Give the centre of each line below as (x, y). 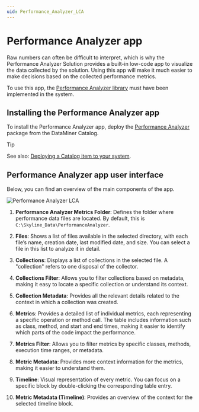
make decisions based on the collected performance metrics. (81, 76)
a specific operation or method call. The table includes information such (103, 320)
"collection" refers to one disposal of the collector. (77, 267)
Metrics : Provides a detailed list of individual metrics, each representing (103, 314)
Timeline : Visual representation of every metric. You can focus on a (98, 379)
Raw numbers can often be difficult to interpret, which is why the (86, 58)
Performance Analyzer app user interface (85, 175)
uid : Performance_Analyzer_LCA (45, 12)
